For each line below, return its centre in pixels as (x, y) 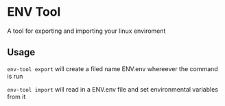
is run (15, 76)
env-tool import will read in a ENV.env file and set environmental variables (113, 89)
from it (16, 96)
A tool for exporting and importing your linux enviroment (86, 31)
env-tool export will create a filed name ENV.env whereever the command (113, 68)
